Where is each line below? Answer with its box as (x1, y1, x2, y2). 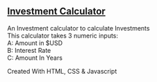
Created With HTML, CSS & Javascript (7, 67, 117, 75)
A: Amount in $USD (7, 38, 63, 47)
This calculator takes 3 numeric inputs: (7, 31, 119, 40)
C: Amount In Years (7, 54, 63, 62)
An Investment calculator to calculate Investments (7, 24, 150, 32)
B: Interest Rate (7, 46, 51, 54)
